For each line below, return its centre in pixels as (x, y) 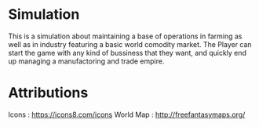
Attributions (48, 93)
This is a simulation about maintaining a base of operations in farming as (125, 36)
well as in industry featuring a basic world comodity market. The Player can (130, 44)
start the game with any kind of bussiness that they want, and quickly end (128, 53)
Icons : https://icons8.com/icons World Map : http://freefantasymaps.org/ (127, 114)
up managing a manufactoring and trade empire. (86, 61)
